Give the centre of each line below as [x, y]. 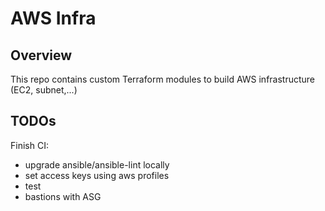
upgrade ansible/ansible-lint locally [97, 164]
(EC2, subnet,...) [44, 90]
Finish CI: [29, 145]
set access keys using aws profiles [97, 175]
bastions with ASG [63, 196]
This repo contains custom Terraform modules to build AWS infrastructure [163, 79]
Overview [41, 55]
